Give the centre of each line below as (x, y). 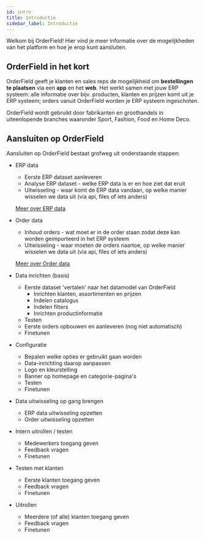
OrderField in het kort (48, 66)
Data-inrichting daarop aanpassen (68, 363)
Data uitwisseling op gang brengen (59, 401)
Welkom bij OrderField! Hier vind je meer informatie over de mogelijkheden (100, 41)
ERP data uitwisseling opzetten (63, 413)
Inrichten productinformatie (68, 313)
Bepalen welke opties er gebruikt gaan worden (83, 357)
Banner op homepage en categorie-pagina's (80, 376)
